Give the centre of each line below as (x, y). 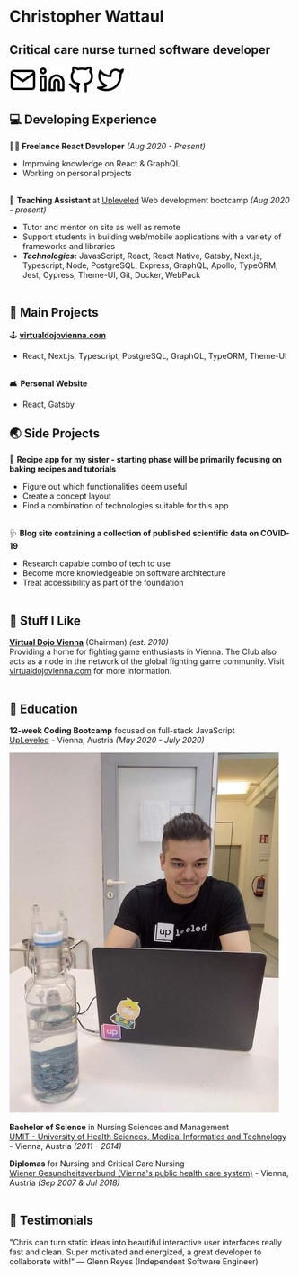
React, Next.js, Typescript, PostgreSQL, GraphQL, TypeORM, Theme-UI (154, 355)
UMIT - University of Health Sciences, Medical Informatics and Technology (148, 1137)
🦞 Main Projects (54, 313)
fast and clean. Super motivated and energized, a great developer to (136, 1252)
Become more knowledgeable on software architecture (124, 573)
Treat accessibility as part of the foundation (103, 583)
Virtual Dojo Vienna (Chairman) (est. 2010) (89, 642)
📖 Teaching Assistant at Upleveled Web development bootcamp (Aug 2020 (149, 200)
